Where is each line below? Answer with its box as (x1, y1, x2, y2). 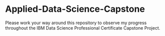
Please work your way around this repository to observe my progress (5, 20, 147, 26)
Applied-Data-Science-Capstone (5, 3, 145, 15)
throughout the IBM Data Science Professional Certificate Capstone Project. (5, 25, 161, 31)
